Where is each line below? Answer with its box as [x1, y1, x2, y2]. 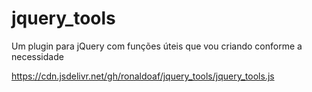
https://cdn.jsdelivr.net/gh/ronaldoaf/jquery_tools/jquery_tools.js [11, 70, 275, 82]
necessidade [11, 50, 64, 62]
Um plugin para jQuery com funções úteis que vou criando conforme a [11, 40, 303, 52]
